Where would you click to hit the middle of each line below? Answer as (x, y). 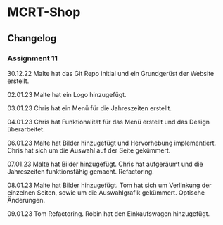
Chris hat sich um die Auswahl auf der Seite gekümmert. (89, 150)
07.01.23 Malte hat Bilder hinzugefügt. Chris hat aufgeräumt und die (105, 164)
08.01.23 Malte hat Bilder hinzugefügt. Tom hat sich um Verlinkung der (110, 185)
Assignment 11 (33, 58)
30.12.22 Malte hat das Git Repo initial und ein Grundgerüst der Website (111, 73)
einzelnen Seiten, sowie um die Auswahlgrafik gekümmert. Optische (106, 192)
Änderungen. (26, 200)
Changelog (32, 38)
